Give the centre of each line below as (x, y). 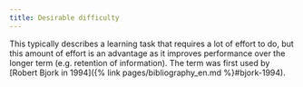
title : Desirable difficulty (64, 18)
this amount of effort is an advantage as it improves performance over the (147, 53)
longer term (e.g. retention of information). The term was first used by (140, 63)
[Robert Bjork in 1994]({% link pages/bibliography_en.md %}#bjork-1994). (147, 72)
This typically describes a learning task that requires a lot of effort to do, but (152, 43)
